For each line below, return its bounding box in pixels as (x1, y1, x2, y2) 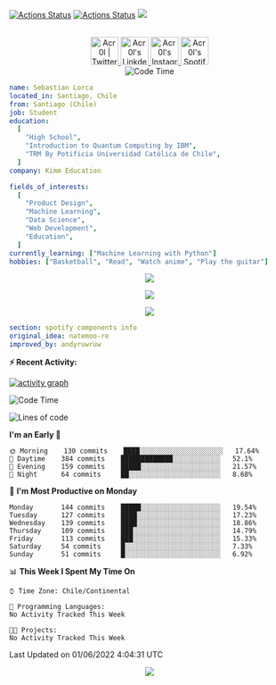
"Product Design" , (25, 199, 93, 208)
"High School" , (25, 133, 82, 142)
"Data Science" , (25, 215, 86, 225)
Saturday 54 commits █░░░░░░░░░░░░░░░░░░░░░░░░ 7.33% (9, 542, 253, 551)
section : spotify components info (9, 323, 138, 332)
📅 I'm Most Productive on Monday (9, 486, 138, 496)
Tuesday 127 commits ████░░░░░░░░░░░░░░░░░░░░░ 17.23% (9, 511, 256, 520)
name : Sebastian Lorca (9, 83, 93, 92)
